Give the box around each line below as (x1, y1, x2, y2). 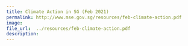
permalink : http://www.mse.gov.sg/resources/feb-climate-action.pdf (6, 14, 182, 20)
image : (6, 20, 23, 26)
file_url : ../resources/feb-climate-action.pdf (6, 25, 131, 32)
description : (6, 31, 39, 37)
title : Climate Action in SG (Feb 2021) (6, 8, 110, 15)
